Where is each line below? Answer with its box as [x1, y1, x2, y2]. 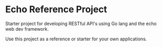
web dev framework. [5, 26, 49, 32]
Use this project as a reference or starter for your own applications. [5, 36, 147, 42]
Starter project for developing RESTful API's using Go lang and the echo [5, 20, 157, 27]
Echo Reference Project [5, 4, 107, 15]
